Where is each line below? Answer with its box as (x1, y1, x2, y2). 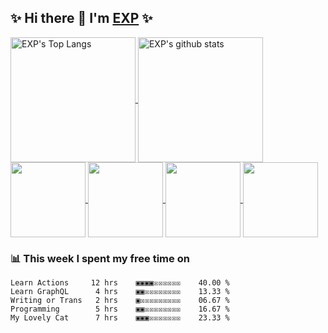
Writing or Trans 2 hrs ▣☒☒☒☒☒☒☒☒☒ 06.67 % (10, 296, 230, 306)
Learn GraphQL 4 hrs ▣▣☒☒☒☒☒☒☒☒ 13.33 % (10, 287, 230, 297)
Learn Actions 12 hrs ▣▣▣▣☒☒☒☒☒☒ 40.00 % (10, 278, 230, 288)
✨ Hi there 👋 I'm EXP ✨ (10, 10, 153, 27)
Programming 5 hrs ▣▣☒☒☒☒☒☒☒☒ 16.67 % (10, 304, 230, 315)
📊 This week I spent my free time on (10, 251, 190, 265)
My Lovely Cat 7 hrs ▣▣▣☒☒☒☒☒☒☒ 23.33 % (10, 313, 230, 323)
